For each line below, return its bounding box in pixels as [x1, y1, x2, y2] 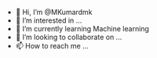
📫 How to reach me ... [15, 42, 89, 50]
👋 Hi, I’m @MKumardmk [15, 8, 93, 16]
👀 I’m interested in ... [15, 16, 82, 25]
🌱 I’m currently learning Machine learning [15, 24, 149, 33]
